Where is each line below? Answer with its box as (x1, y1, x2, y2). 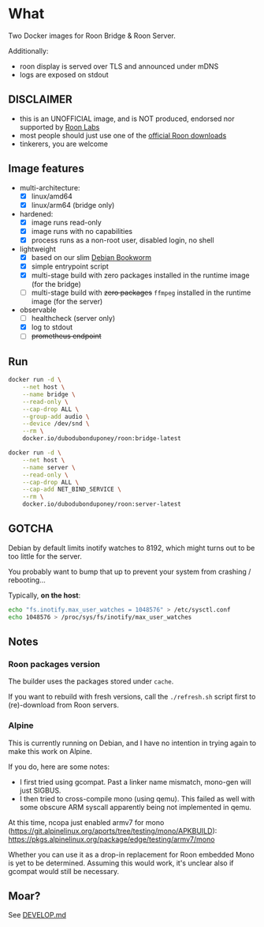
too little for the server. (8, 551, 83, 561)
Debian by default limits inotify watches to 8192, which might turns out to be (8, 543, 255, 552)
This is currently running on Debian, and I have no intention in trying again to (8, 738, 257, 748)
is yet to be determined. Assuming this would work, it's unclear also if (8, 858, 234, 868)
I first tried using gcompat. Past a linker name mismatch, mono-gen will (19, 777, 251, 786)
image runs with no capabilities (31, 226, 133, 236)
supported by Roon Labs (19, 122, 100, 131)
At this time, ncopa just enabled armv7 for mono (8, 817, 165, 827)
